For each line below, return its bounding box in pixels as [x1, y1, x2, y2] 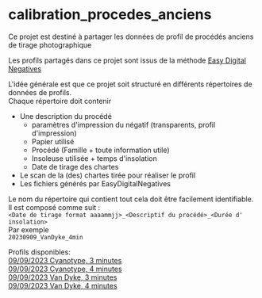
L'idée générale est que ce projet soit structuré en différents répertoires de [8, 79, 252, 89]
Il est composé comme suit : [8, 202, 101, 212]
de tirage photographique [8, 40, 92, 49]
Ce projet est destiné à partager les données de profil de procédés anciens [8, 32, 254, 41]
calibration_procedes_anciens [8, 6, 212, 24]
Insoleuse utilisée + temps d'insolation [31, 153, 157, 163]
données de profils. [8, 87, 72, 97]
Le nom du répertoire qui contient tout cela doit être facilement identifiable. [8, 194, 254, 204]
